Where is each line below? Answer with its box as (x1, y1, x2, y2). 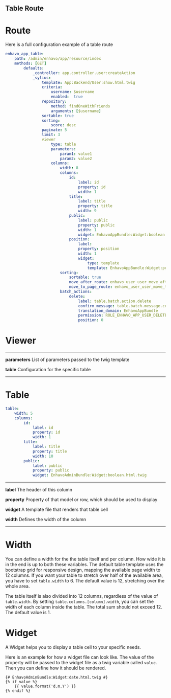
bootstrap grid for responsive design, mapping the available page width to (5, 567, 161, 573)
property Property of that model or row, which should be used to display (5, 497, 158, 503)
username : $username (50, 89, 95, 95)
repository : (41, 99, 67, 104)
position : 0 (78, 318, 103, 323)
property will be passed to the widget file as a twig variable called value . (5, 660, 157, 666)
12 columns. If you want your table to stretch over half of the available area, (5, 572, 163, 578)
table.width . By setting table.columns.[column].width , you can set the (5, 598, 154, 605)
